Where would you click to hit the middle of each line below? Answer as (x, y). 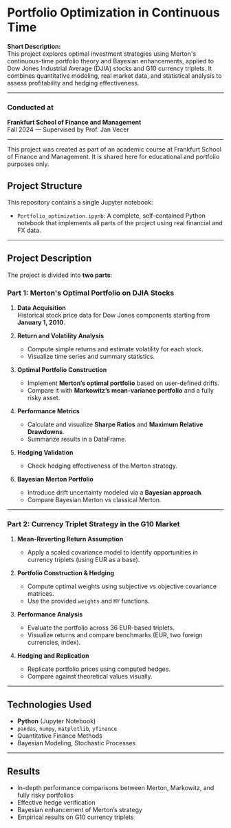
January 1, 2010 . (41, 322)
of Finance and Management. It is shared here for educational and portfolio (113, 157)
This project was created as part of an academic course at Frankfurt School (114, 149)
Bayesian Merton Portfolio (55, 479)
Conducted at (30, 107)
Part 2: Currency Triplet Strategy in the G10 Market (93, 524)
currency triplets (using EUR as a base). (84, 560)
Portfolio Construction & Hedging (66, 573)
